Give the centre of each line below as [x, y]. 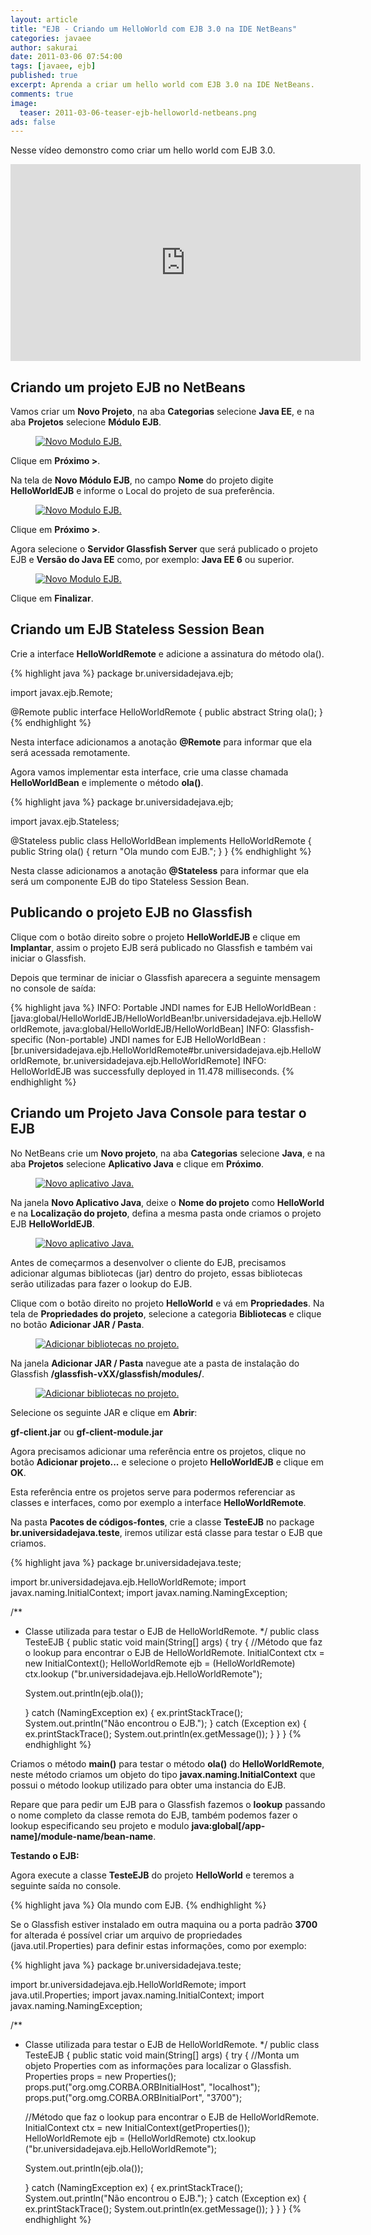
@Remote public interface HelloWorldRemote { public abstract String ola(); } [166, 712]
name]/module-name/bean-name [82, 1836]
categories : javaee [51, 38]
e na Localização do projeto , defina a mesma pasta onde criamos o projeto [166, 1213]
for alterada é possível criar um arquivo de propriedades [126, 1935]
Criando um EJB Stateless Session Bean [137, 629]
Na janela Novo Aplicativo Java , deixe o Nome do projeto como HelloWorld [167, 1202]
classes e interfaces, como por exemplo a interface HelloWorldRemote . [158, 1502]
